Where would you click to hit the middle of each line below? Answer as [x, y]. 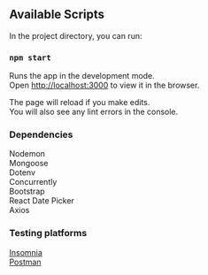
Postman [25, 262]
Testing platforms [48, 233]
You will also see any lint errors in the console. [94, 112]
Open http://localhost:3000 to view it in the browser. [104, 85]
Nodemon [27, 154]
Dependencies [41, 134]
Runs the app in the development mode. [82, 76]
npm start [30, 57]
